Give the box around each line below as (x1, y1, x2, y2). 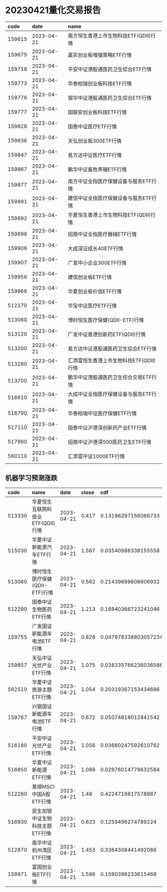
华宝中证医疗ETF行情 (68, 302, 117, 309)
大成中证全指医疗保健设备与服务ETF (68, 390, 152, 397)
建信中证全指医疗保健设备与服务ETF (68, 195, 152, 202)
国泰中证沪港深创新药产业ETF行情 (68, 424, 147, 431)
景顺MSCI (32, 783, 55, 790)
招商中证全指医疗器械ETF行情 (68, 230, 137, 237)
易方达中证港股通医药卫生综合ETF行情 (68, 345, 157, 352)
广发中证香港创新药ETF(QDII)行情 (68, 331, 146, 337)
